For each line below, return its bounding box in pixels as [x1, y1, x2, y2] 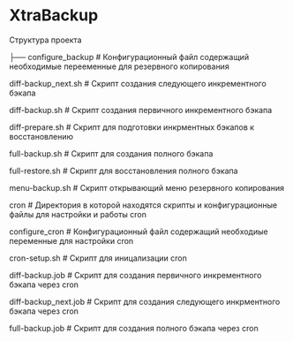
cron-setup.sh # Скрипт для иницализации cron [9, 253, 187, 263]
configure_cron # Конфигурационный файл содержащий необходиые [9, 226, 268, 237]
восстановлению [9, 131, 73, 141]
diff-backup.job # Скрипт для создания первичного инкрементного [9, 270, 262, 280]
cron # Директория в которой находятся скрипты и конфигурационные [9, 200, 278, 210]
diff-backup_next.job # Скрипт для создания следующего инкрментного [9, 296, 281, 307]
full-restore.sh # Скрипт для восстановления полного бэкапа [9, 165, 238, 176]
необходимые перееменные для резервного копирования [9, 61, 229, 72]
